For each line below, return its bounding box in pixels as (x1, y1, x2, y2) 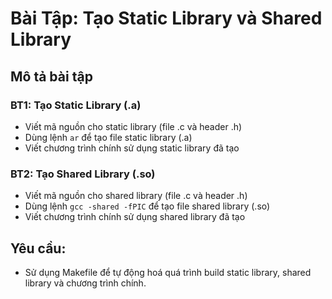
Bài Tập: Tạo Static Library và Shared (10, 7, 323, 30)
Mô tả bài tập (10, 68, 93, 85)
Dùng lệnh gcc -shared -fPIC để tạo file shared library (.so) (24, 200, 271, 212)
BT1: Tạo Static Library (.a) (10, 98, 142, 112)
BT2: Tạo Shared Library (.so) (10, 167, 156, 181)
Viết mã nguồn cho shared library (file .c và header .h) (24, 190, 248, 202)
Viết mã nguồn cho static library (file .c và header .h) (24, 120, 243, 132)
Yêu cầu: (10, 240, 67, 257)
